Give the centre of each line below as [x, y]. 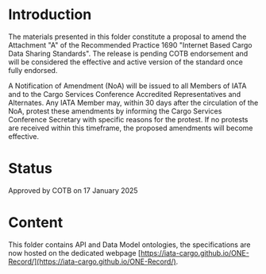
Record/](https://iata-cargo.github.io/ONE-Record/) [92, 261]
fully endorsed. [33, 70]
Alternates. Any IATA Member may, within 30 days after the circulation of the [133, 102]
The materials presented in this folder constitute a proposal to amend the [127, 37]
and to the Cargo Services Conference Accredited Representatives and [124, 94]
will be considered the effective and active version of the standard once [126, 62]
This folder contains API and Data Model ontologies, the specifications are [130, 245]
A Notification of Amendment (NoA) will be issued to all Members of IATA [127, 86]
